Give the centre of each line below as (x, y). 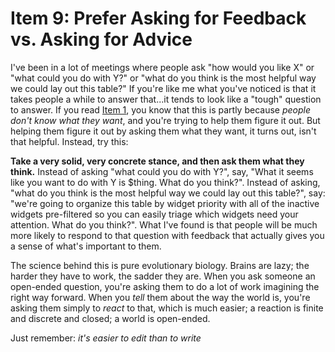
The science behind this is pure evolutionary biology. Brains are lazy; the (160, 265)
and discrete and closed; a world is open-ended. (110, 318)
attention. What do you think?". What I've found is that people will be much (164, 224)
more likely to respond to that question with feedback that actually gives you (167, 235)
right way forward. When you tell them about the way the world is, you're (160, 297)
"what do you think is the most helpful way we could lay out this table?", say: (168, 193)
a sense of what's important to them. (86, 246)
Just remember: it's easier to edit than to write (106, 338)
